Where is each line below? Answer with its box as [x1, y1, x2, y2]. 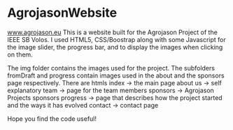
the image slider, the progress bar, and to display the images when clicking [7, 43, 223, 51]
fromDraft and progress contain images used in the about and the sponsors [7, 71, 225, 80]
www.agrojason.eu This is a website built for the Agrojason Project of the [7, 28, 218, 36]
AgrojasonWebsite [7, 5, 118, 21]
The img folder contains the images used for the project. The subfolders [7, 64, 216, 72]
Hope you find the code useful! [7, 114, 97, 123]
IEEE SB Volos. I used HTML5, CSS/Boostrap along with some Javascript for [7, 35, 226, 43]
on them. [7, 50, 33, 59]
